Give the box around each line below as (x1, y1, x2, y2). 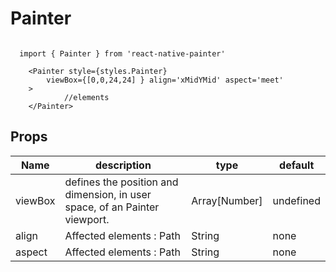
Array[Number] (191, 193, 263, 207)
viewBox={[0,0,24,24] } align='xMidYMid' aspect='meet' (46, 75, 284, 85)
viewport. (64, 212, 110, 226)
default (279, 158, 315, 172)
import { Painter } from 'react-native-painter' (19, 48, 226, 59)
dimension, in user (64, 187, 152, 201)
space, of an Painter (64, 200, 160, 214)
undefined (272, 193, 321, 207)
